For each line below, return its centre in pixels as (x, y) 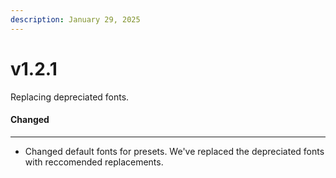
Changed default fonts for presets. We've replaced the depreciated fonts (174, 151)
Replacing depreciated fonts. (70, 97)
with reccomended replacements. (94, 162)
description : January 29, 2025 (75, 19)
